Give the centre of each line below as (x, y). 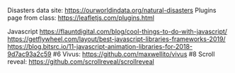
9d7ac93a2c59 (29, 54)
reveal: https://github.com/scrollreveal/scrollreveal (81, 62)
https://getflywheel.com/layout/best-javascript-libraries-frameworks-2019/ (116, 39)
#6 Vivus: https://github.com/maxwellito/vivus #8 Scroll (134, 54)
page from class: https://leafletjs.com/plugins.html (81, 18)
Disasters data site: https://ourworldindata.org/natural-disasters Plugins (112, 10)
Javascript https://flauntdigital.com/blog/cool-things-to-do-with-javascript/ (117, 32)
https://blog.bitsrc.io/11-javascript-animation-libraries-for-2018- (100, 46)
